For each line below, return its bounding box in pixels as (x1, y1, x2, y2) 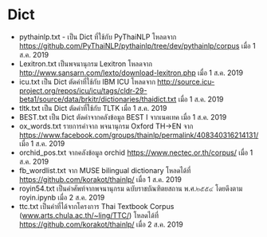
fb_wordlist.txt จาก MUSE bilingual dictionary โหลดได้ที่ (18, 165, 191, 175)
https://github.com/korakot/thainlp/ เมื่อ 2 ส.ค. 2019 (18, 219, 184, 229)
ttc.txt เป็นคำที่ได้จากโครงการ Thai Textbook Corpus (18, 201, 175, 211)
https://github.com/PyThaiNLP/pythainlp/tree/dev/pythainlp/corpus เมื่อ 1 (18, 41, 256, 50)
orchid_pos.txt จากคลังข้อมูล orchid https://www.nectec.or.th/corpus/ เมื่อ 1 (18, 148, 253, 157)
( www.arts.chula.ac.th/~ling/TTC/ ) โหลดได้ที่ (18, 210, 159, 220)
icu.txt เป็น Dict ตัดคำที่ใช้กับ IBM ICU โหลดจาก (18, 77, 156, 86)
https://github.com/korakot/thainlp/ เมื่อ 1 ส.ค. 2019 (18, 174, 183, 184)
